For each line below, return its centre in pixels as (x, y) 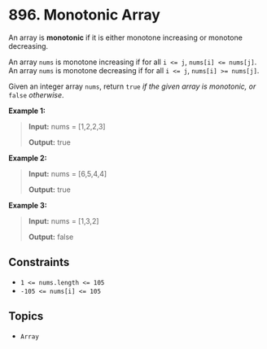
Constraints (39, 262)
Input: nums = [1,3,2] (63, 220)
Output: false (51, 237)
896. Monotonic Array (85, 15)
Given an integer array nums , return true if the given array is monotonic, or (132, 86)
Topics (26, 316)
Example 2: (28, 158)
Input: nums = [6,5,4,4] (68, 173)
